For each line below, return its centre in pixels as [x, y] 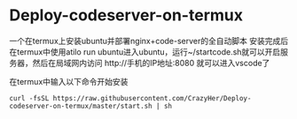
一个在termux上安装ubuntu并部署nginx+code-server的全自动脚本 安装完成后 [149, 41]
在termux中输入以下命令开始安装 [69, 81]
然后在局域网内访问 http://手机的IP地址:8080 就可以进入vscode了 [151, 63]
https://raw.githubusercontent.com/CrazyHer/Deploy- [152, 98]
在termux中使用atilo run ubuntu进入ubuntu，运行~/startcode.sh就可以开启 [145, 52]
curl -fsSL [29, 98]
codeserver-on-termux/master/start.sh [81, 106]
